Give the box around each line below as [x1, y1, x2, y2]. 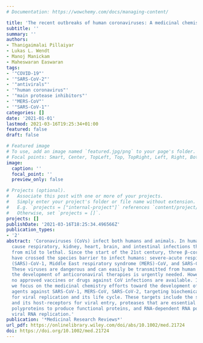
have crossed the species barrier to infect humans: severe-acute [11, 255, 182, 261]
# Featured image [6, 143, 50, 149]
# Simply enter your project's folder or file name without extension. [6, 199, 196, 205]
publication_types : [6, 227, 56, 233]
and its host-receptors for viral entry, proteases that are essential [11, 300, 196, 306]
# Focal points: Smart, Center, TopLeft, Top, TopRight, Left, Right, [6, 154, 188, 160]
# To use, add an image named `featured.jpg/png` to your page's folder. [6, 149, 196, 155]
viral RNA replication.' [11, 311, 74, 317]
